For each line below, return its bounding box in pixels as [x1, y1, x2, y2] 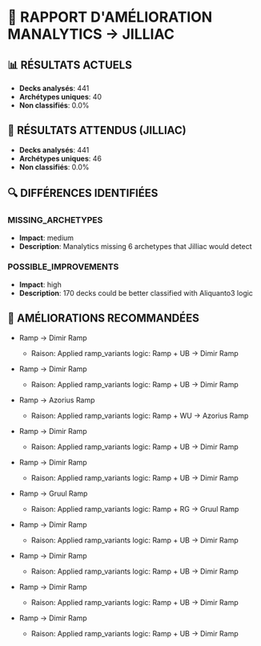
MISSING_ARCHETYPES [7, 215, 103, 226]
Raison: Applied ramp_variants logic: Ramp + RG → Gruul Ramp [30, 504, 239, 513]
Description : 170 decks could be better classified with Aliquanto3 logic [18, 288, 254, 297]
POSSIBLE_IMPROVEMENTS [7, 261, 119, 272]
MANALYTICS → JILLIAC [7, 25, 175, 43]
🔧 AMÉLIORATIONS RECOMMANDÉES [7, 312, 199, 325]
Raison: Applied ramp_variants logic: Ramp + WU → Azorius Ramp [30, 411, 249, 420]
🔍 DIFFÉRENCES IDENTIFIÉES [7, 186, 159, 200]
